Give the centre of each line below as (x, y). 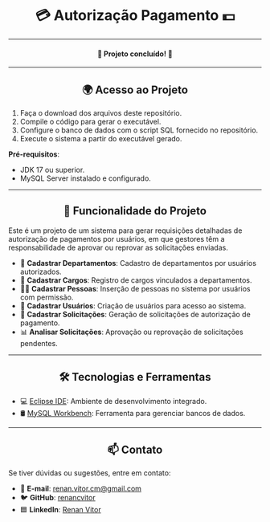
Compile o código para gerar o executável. (90, 121)
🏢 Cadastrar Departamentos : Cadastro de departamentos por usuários (138, 263)
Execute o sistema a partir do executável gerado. (101, 138)
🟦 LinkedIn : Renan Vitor (61, 510)
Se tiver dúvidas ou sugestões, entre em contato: (90, 473)
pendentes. (39, 343)
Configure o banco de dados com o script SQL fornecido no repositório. (139, 130)
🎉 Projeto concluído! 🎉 (135, 54)
